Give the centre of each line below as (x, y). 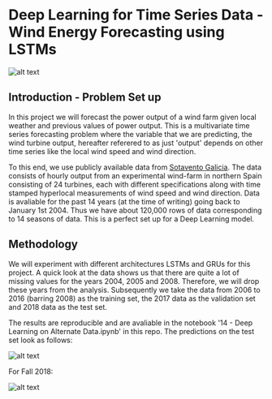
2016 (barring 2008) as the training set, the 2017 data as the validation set (132, 298)
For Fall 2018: (31, 371)
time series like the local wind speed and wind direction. (102, 151)
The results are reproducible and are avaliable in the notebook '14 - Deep (131, 323)
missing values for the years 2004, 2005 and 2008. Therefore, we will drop (134, 281)
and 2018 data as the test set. (58, 307)
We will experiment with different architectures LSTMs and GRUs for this (130, 264)
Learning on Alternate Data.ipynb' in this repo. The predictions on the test (132, 331)
